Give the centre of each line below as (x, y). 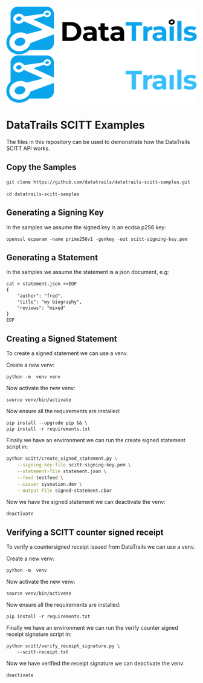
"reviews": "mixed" (42, 308)
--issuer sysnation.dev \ (50, 484)
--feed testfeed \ (40, 478)
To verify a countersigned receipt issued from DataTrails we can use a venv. (101, 547)
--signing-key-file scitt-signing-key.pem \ (74, 465)
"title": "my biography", (50, 302)
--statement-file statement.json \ (62, 471)
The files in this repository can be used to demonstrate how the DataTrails (98, 142)
